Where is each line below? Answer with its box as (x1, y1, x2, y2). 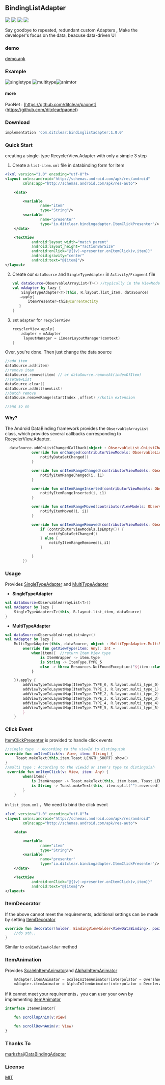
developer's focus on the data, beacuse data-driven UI (5, 32, 116, 38)
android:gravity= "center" (31, 253, 84, 258)
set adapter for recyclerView (12, 317, 70, 323)
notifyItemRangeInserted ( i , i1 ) (40, 491, 107, 496)
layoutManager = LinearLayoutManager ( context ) (23, 336, 120, 341)
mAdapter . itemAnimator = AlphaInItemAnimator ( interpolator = (14, 981, 141, 987)
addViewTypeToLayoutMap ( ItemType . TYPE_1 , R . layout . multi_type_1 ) (23, 687, 160, 692)
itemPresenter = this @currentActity (27, 299, 99, 304)
